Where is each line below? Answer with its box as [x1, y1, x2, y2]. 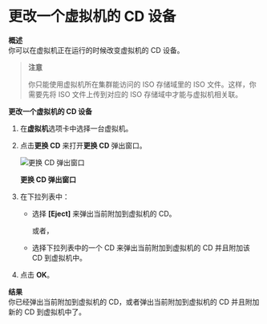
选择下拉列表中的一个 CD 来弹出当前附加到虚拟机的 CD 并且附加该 [31, 242, 251, 253]
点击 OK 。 [19, 269, 55, 279]
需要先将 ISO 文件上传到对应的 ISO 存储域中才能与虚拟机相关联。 [27, 89, 243, 99]
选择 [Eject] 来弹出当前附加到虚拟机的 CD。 [31, 209, 176, 218]
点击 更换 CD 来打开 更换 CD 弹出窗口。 [19, 140, 147, 150]
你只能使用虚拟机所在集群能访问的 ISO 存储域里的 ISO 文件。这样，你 [27, 79, 257, 89]
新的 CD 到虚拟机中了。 [8, 306, 87, 317]
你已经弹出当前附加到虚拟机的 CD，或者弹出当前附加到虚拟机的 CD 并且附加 [8, 297, 260, 306]
